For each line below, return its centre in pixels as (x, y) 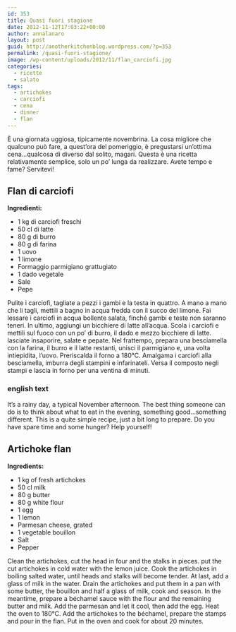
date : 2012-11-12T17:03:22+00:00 (56, 27)
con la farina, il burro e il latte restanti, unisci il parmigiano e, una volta (109, 348)
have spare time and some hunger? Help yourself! (80, 427)
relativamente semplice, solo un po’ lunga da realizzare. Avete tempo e (110, 161)
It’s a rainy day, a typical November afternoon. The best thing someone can (116, 404)
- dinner (26, 112)
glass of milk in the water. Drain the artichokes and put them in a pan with (114, 583)
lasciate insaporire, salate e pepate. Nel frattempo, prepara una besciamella (117, 340)
